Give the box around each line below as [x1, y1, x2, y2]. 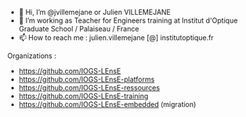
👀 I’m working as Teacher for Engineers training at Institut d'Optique [18, 16, 238, 25]
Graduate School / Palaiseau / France [18, 24, 139, 33]
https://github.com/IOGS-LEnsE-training [18, 91, 149, 101]
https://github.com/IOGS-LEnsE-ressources [18, 83, 161, 92]
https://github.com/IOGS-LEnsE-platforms [18, 75, 155, 84]
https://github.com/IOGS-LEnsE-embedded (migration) [18, 100, 197, 109]
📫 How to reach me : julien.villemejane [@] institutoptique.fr [18, 33, 214, 42]
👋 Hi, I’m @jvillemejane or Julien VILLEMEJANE [18, 8, 172, 16]
